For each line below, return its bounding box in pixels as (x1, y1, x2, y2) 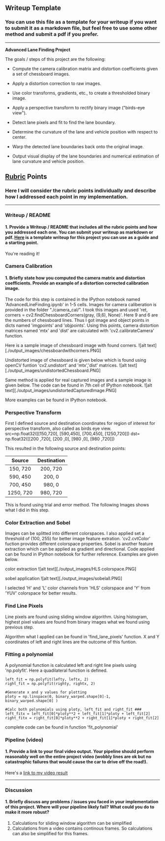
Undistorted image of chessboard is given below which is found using (5, 357, 146, 363)
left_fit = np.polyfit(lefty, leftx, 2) (5, 677, 89, 682)
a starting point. (5, 239, 39, 245)
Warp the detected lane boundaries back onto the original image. (12, 143, 144, 149)
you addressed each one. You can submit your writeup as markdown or (5, 229, 154, 235)
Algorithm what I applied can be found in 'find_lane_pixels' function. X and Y (5, 633, 160, 639)
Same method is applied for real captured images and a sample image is (5, 377, 151, 383)
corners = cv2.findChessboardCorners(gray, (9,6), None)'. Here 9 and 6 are (5, 312, 158, 318)
